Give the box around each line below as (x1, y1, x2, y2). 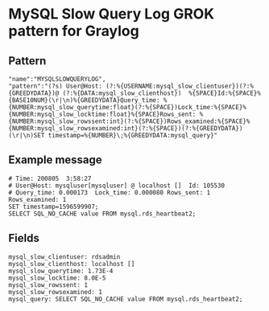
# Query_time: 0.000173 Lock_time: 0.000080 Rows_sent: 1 (8, 188, 211, 197)
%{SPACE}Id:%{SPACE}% (188, 89, 262, 97)
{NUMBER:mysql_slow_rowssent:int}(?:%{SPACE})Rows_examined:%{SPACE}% (8, 117, 250, 125)
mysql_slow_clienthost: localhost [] (8, 260, 135, 268)
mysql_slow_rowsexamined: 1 (8, 288, 103, 296)
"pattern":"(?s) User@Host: (8, 82, 103, 90)
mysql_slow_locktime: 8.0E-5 (8, 274, 106, 282)
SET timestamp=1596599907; (8, 203, 99, 211)
